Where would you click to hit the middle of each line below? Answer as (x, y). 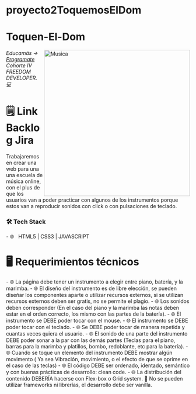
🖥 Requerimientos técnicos (73, 262)
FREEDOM (18, 72)
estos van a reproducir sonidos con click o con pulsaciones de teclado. (92, 206)
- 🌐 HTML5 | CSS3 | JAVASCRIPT (48, 237)
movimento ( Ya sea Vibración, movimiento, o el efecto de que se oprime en (97, 360)
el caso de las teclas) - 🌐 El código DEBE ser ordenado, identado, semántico (98, 365)
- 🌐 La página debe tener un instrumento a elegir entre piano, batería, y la (94, 282)
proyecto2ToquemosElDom (74, 10)
